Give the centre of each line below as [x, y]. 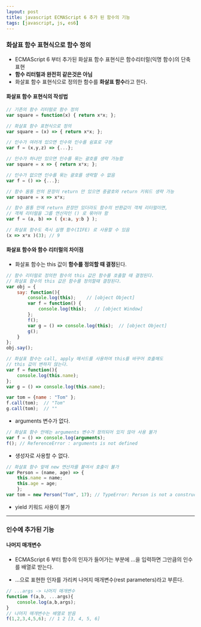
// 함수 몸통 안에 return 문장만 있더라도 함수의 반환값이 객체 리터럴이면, [87, 208]
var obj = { [21, 287]
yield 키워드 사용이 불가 [42, 507]
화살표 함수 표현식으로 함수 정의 [49, 45]
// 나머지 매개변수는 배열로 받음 [41, 613]
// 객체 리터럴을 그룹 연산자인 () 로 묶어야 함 [57, 213]
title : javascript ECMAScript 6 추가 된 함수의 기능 [68, 17]
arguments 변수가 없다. [42, 421]
